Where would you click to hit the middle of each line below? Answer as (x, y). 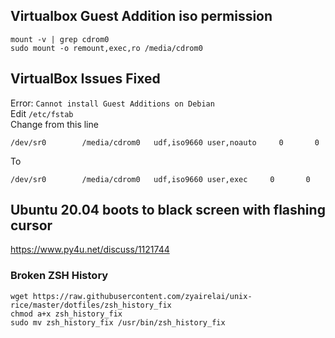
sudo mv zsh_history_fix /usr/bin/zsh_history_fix (118, 322)
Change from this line (54, 124)
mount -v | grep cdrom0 (60, 39)
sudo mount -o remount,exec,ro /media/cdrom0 (106, 48)
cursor (31, 225)
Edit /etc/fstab (42, 113)
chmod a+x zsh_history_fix (66, 314)
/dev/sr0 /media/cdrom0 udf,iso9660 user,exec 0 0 (160, 179)
